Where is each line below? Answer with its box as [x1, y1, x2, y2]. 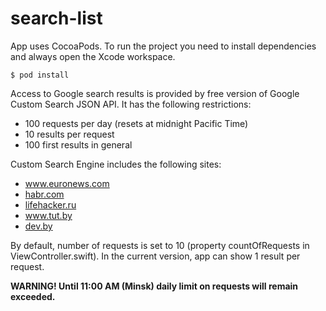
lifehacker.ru [24, 198, 77, 211]
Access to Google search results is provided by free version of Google [10, 87, 300, 99]
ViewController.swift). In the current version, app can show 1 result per [10, 250, 301, 262]
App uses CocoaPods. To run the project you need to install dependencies [10, 40, 317, 52]
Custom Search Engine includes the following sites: [10, 158, 222, 170]
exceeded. [10, 290, 56, 302]
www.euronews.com [24, 177, 110, 189]
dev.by [24, 220, 53, 232]
